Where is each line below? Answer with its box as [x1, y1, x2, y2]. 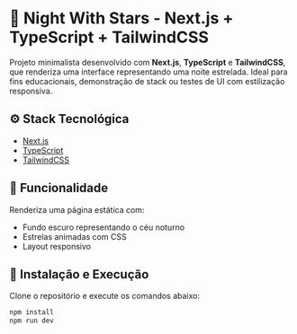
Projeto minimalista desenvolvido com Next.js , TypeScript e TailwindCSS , [9, 57, 286, 67]
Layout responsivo [22, 241, 92, 251]
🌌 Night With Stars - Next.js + [9, 8, 234, 29]
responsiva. [9, 85, 53, 96]
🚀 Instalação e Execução [9, 267, 149, 282]
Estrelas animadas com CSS [22, 231, 128, 242]
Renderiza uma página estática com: [9, 204, 145, 215]
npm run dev [9, 316, 54, 326]
